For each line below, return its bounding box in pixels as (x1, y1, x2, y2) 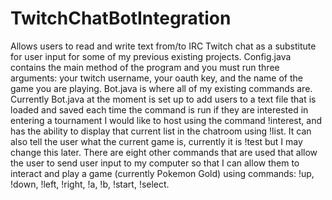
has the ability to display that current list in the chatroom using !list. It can (10, 125, 312, 137)
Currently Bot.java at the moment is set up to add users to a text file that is (10, 93, 317, 105)
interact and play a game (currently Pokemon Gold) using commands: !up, (10, 167, 315, 179)
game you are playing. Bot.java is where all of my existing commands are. (10, 82, 313, 94)
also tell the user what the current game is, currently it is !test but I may (10, 135, 303, 147)
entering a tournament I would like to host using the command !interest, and (10, 114, 322, 126)
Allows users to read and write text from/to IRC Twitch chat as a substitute (10, 40, 317, 52)
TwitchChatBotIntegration (10, 7, 232, 30)
